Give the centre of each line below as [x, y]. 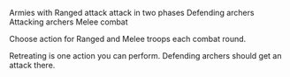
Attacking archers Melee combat [69, 22]
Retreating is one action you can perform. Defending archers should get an [145, 56]
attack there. [32, 65]
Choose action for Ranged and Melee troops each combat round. [128, 39]
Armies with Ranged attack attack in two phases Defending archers [132, 13]
